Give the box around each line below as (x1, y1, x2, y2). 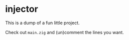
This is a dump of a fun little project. (5, 20, 80, 26)
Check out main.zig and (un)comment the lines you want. (5, 29, 124, 35)
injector (5, 3, 39, 15)
